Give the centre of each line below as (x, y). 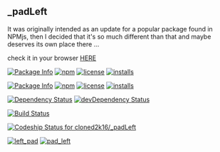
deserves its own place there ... (53, 44)
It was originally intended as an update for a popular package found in (110, 29)
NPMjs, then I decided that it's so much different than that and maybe (109, 36)
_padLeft (27, 12)
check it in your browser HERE (52, 58)
